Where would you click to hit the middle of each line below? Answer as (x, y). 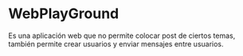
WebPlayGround (64, 14)
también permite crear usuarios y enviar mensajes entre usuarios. (116, 43)
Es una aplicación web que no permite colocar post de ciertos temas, (122, 35)
